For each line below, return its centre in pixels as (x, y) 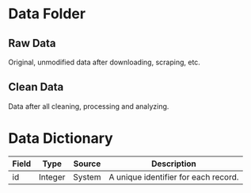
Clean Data (36, 87)
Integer (52, 177)
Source (87, 164)
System (87, 177)
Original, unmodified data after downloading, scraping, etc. (104, 62)
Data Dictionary (61, 138)
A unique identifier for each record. (174, 177)
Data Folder (47, 14)
